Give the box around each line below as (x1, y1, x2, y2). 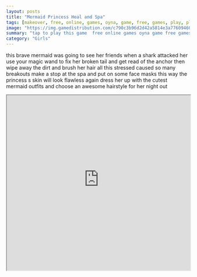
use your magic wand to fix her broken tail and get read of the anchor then (6, 58, 185, 65)
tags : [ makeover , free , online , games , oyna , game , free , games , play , (6, 19, 184, 25)
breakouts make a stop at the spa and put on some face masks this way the (6, 71, 188, 77)
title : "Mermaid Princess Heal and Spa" (6, 14, 106, 20)
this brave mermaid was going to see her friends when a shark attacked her (6, 52, 188, 58)
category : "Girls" (6, 36, 51, 41)
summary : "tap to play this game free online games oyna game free (6, 30, 176, 36)
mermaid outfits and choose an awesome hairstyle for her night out (6, 83, 168, 89)
